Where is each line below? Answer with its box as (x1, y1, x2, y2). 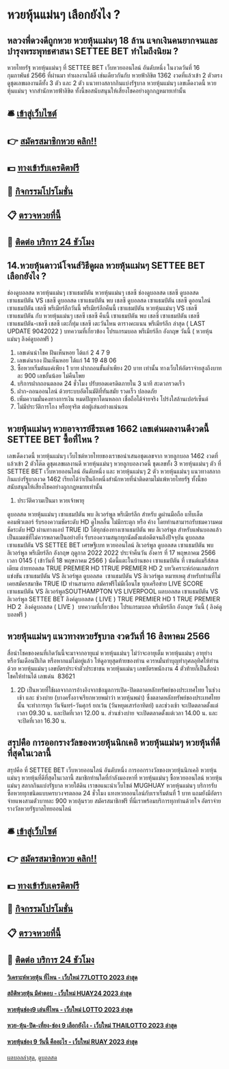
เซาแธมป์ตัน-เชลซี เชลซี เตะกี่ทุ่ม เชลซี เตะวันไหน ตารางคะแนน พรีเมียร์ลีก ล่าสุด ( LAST (7, 320, 206, 328)
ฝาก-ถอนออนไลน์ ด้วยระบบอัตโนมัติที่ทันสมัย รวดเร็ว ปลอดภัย (16, 387, 157, 396)
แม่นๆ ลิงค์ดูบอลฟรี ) (7, 335, 53, 343)
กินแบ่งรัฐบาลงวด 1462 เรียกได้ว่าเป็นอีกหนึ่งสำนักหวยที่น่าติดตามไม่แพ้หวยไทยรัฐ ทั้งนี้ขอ (7, 475, 207, 483)
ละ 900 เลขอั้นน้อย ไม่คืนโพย (16, 372, 85, 380)
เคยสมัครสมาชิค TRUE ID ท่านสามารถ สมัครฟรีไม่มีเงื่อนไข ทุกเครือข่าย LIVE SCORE (7, 579, 204, 588)
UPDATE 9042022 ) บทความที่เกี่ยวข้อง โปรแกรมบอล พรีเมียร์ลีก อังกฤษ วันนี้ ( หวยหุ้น (7, 327, 213, 335)
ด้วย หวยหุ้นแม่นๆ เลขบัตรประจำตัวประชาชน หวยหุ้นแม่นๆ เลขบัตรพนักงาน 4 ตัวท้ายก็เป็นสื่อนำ (7, 664, 219, 672)
